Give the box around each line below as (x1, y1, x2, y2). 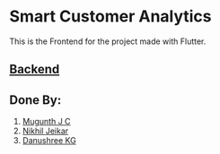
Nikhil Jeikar (22, 125, 69, 136)
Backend (9, 62, 60, 77)
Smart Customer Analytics (9, 6, 213, 27)
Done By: (9, 92, 62, 107)
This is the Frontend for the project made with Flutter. (9, 36, 207, 47)
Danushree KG (22, 135, 76, 146)
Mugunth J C (22, 116, 71, 127)
